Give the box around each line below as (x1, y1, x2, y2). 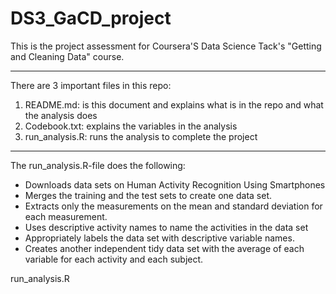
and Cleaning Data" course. (10, 50, 125, 62)
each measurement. (24, 210, 108, 222)
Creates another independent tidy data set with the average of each (24, 242, 305, 254)
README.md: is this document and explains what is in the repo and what (24, 98, 324, 111)
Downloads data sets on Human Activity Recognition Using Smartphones (24, 178, 326, 191)
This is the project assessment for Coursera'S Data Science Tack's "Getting (10, 40, 322, 52)
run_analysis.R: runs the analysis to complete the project (24, 130, 258, 142)
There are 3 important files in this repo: (10, 79, 172, 91)
